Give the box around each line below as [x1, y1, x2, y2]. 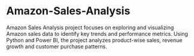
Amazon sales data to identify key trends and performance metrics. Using [6, 30, 189, 37]
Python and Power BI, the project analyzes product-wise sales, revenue [6, 36, 183, 43]
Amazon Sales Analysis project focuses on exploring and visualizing [6, 24, 174, 31]
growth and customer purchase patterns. [6, 43, 108, 50]
